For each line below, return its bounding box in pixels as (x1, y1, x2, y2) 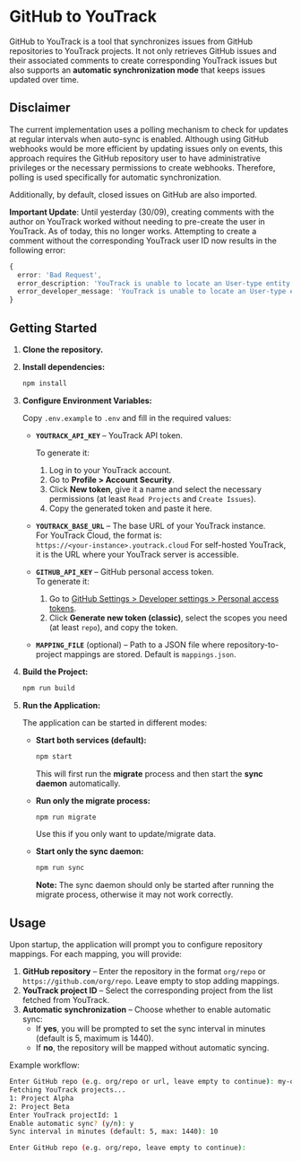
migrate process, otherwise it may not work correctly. (35, 889, 234, 900)
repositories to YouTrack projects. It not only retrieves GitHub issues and (9, 45, 277, 56)
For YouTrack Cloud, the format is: (35, 530, 163, 541)
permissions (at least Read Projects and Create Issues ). (48, 493, 257, 504)
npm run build (21, 683, 75, 692)
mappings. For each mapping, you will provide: (9, 949, 182, 960)
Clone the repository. (21, 344, 104, 355)
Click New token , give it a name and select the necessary (48, 483, 262, 495)
